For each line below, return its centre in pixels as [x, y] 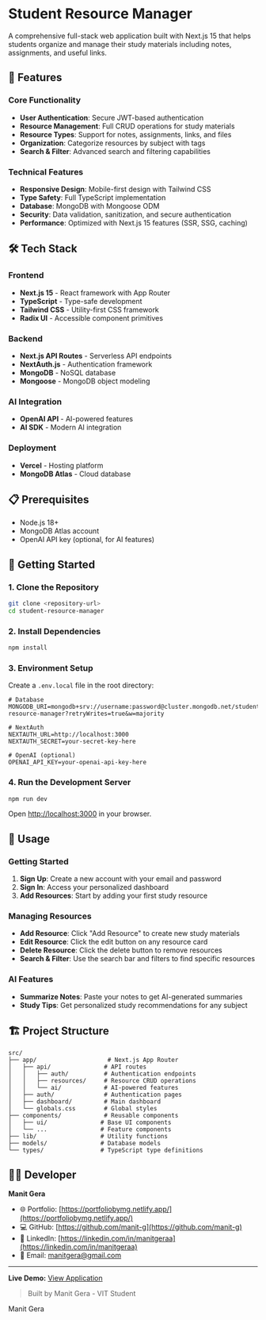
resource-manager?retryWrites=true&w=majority [86, 714]
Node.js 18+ [39, 523]
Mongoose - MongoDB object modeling [85, 381]
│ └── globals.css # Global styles [83, 1109]
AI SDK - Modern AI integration [70, 427]
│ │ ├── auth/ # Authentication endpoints [102, 1074]
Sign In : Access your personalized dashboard [94, 887]
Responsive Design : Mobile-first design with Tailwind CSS [115, 189]
